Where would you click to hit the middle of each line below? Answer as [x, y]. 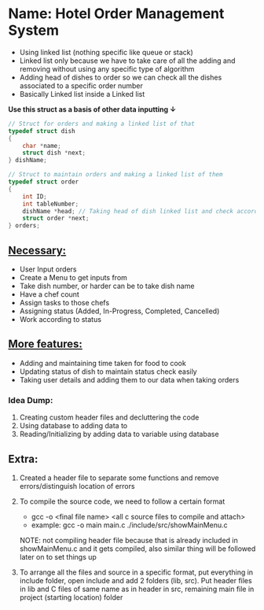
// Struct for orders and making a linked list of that [101, 124]
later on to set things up [58, 556]
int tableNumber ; [51, 204]
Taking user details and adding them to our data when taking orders [129, 379]
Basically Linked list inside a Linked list [82, 94]
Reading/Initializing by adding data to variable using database [119, 434]
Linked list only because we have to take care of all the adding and [127, 61]
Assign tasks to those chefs [64, 303]
